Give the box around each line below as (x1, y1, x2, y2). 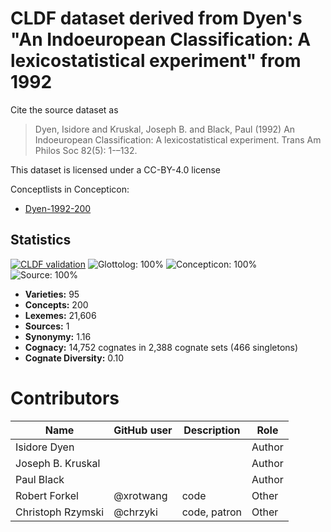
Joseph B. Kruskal (15, 456, 101, 470)
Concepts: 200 (24, 298, 89, 311)
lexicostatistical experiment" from (10, 50, 302, 72)
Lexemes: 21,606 (24, 309, 97, 321)
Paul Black (15, 472, 65, 486)
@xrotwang (113, 488, 168, 502)
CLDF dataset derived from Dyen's (10, 7, 303, 30)
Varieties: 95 (24, 288, 80, 300)
